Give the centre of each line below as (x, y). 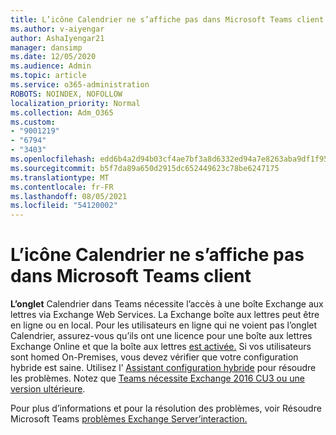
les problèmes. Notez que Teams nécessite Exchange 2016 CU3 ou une (157, 378)
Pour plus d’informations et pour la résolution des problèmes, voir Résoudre (166, 408)
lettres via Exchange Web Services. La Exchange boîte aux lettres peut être (165, 315)
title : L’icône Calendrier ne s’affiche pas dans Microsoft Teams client (167, 19)
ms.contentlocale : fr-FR (62, 187)
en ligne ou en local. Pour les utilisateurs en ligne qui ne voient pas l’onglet (164, 325)
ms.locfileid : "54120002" (64, 206)
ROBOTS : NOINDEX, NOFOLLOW (66, 94)
